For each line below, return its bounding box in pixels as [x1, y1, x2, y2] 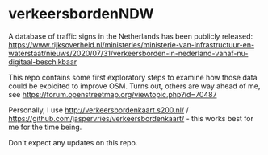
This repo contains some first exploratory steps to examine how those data [8, 72, 258, 82]
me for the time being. [8, 122, 82, 132]
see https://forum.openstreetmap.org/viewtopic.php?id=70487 [8, 89, 217, 99]
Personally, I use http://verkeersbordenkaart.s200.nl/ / [8, 105, 189, 115]
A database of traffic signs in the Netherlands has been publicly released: [8, 31, 253, 41]
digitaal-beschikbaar [8, 57, 77, 67]
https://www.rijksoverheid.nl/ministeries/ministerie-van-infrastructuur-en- [8, 39, 255, 49]
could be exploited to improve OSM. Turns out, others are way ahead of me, [8, 81, 261, 91]
